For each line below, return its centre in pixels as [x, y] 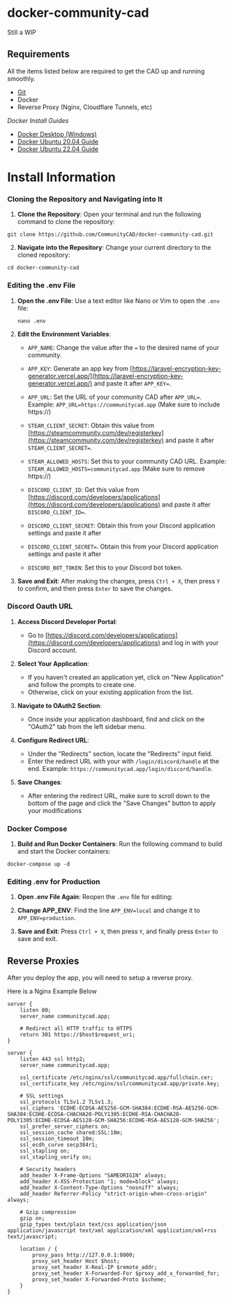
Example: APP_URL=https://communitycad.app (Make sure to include [124, 404]
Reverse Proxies [43, 961]
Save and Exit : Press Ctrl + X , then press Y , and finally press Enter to [118, 931]
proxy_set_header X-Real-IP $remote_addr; [95, 1268]
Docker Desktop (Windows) [57, 134]
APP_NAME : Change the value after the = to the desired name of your [123, 347]
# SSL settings [42, 1096]
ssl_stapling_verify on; [56, 1157]
